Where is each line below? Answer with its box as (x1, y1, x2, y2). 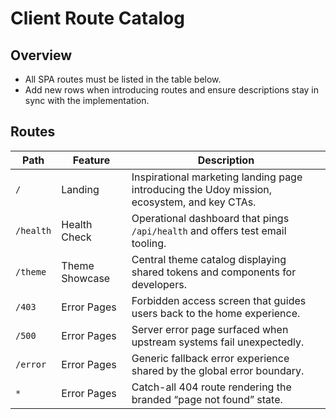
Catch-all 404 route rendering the (131, 380, 292, 394)
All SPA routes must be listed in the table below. (24, 73, 222, 85)
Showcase (61, 271, 111, 285)
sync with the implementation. (24, 95, 150, 106)
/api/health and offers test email (131, 223, 287, 237)
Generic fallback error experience (131, 351, 290, 365)
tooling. (131, 236, 167, 250)
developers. (131, 277, 187, 291)
